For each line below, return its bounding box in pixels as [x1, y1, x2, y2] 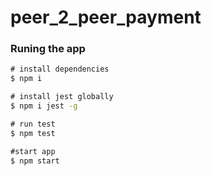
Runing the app [10, 42, 86, 56]
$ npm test [10, 128, 56, 138]
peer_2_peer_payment [10, 6, 202, 29]
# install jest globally [10, 92, 114, 102]
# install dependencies [10, 64, 110, 75]
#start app [10, 146, 56, 156]
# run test [10, 119, 56, 129]
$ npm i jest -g [10, 101, 78, 111]
